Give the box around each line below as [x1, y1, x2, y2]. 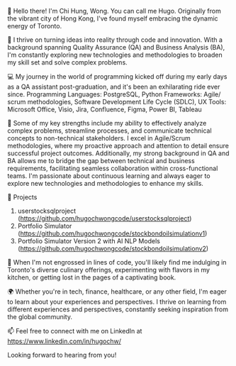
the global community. [7, 313, 73, 321]
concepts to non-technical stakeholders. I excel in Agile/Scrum [7, 134, 191, 142]
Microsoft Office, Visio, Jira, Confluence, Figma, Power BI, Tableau [7, 105, 202, 113]
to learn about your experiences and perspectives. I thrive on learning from [7, 298, 227, 306]
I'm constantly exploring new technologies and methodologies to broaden [7, 50, 223, 59]
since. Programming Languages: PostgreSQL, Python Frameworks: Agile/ [7, 90, 221, 99]
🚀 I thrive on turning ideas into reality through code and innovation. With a [7, 35, 223, 44]
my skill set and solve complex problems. [7, 58, 128, 67]
